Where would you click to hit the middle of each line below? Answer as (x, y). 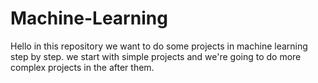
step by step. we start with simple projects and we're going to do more (156, 56)
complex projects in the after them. (82, 67)
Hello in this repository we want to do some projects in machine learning (159, 46)
